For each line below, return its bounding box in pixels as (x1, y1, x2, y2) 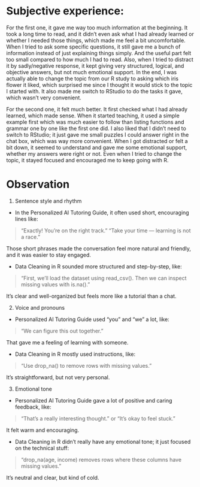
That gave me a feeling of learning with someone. (6, 338, 129, 346)
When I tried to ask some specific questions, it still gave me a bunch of (6, 43, 181, 50)
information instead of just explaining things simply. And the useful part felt (6, 49, 192, 56)
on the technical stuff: (14, 444, 69, 452)
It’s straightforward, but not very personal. (6, 373, 110, 381)
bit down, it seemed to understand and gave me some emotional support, (6, 144, 187, 151)
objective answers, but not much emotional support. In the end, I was (6, 68, 177, 75)
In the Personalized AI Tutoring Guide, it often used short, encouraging (14, 208, 190, 216)
